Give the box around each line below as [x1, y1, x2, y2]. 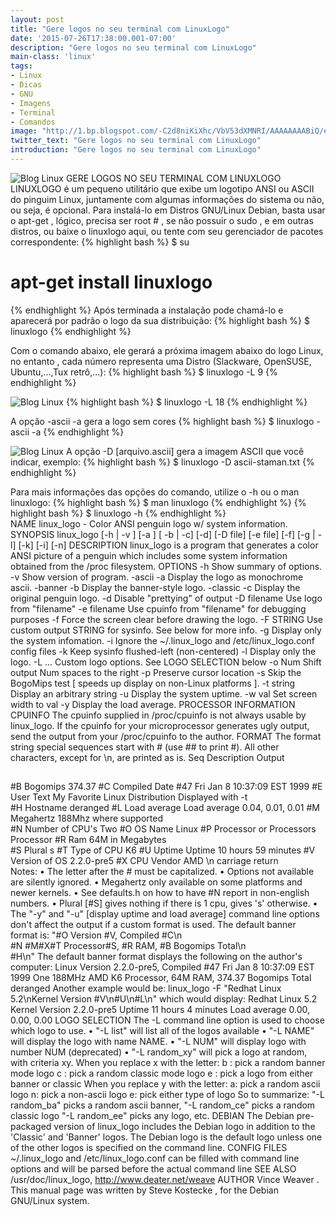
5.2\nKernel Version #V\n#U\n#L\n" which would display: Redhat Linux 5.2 [10, 993, 318, 1005]
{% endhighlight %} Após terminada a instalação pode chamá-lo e [10, 304, 284, 316]
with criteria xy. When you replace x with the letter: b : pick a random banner [10, 1057, 326, 1069]
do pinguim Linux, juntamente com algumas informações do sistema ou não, [10, 193, 325, 205]
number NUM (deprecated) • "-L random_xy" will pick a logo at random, [10, 1046, 308, 1058]
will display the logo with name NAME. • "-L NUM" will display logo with [10, 1036, 307, 1048]
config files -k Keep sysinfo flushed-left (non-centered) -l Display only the [10, 645, 317, 657]
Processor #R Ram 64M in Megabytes [10, 834, 167, 846]
